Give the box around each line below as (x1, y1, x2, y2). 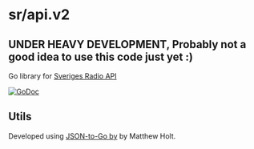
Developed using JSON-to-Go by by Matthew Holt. (8, 131, 176, 141)
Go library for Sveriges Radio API (8, 71, 118, 81)
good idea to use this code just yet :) (8, 50, 194, 63)
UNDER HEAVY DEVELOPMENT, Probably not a (8, 38, 247, 51)
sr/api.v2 (8, 6, 71, 24)
